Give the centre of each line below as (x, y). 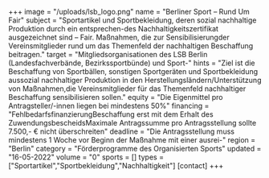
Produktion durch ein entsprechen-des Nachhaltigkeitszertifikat (114, 29)
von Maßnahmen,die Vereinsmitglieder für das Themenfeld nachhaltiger (127, 89)
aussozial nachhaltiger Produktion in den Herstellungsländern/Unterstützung (135, 80)
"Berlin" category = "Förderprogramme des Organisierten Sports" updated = (135, 149)
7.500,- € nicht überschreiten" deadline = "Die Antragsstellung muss (122, 131)
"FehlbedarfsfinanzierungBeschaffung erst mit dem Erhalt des (111, 114)
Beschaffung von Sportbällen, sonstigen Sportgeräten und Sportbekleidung (133, 71)
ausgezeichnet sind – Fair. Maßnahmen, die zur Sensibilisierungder (119, 37)
